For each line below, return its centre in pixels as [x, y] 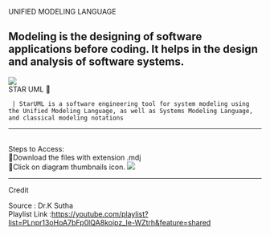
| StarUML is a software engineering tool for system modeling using [131, 103]
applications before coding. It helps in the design [133, 49]
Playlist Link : [30, 214]
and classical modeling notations [66, 118]
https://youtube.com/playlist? [100, 214]
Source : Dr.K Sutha [41, 205]
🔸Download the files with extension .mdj [75, 157]
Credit [18, 190]
